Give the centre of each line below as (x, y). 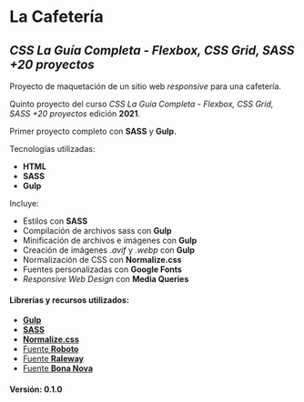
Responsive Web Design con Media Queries (106, 279)
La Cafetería (56, 17)
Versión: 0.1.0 (36, 389)
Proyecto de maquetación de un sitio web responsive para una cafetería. (146, 86)
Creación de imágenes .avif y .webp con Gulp (109, 250)
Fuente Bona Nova (58, 368)
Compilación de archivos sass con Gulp (97, 231)
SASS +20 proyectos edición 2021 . (75, 114)
